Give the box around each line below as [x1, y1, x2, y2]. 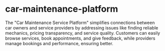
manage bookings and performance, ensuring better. [5, 40, 113, 46]
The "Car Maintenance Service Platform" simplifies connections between [5, 20, 155, 25]
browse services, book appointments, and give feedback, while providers [5, 35, 156, 41]
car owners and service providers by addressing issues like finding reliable [5, 25, 159, 30]
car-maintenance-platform [5, 3, 118, 15]
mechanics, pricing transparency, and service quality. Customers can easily [5, 30, 161, 36]
